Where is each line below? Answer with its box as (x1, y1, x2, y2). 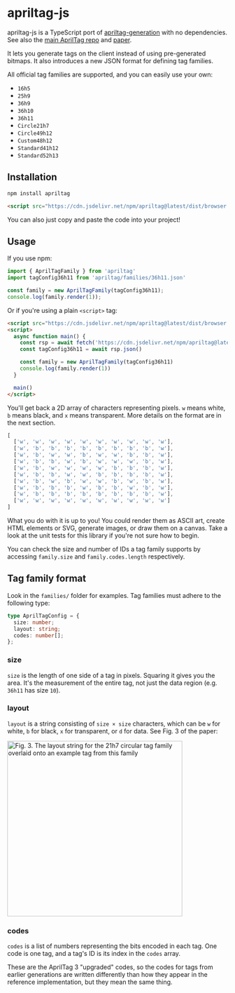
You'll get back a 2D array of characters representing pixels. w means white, (7, 404, 226, 412)
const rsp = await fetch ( (20, 339, 96, 347)
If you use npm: (7, 254, 52, 262)
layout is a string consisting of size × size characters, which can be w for (7, 719, 221, 728)
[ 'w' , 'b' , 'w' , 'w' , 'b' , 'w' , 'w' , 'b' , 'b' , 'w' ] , (13, 451, 173, 459)
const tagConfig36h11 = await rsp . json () (20, 346, 142, 353)
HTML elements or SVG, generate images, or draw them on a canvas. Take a (7, 524, 228, 533)
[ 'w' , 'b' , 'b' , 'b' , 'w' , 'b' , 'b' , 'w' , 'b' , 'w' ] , (13, 484, 173, 491)
